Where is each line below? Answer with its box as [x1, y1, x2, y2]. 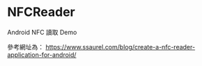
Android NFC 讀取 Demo [7, 28, 77, 36]
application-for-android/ [7, 50, 77, 59]
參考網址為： [7, 42, 44, 51]
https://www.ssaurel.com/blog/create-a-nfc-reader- [45, 42, 196, 51]
